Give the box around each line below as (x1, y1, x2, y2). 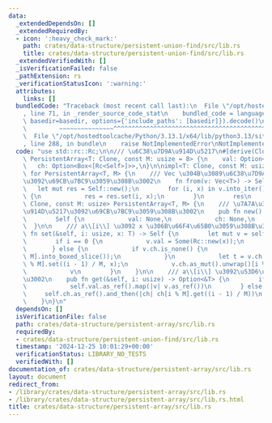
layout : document (8, 373, 67, 381)
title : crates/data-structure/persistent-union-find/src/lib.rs (23, 49, 244, 57)
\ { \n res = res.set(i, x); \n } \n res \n (23, 192, 252, 201)
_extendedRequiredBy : (15, 27, 89, 35)
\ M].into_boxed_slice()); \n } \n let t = (23, 252, 244, 260)
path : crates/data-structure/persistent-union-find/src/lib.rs (23, 42, 241, 50)
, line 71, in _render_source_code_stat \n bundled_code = (23, 110, 233, 118)
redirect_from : (8, 380, 60, 388)
